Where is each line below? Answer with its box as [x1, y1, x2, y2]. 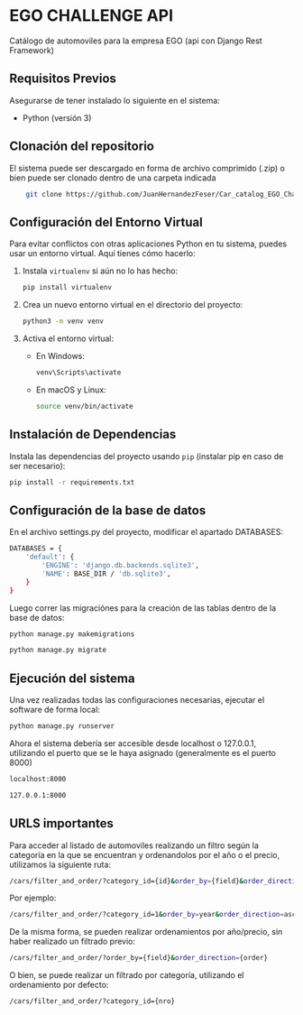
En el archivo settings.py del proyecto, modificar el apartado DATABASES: [9, 527, 284, 538]
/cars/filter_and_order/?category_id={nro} [9, 997, 176, 1006]
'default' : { [25, 552, 75, 562]
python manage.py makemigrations [9, 629, 135, 639]
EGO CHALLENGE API [9, 5, 174, 26]
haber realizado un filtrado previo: [9, 936, 136, 947]
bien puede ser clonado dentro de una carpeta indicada [9, 172, 216, 183]
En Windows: [35, 351, 86, 361]
